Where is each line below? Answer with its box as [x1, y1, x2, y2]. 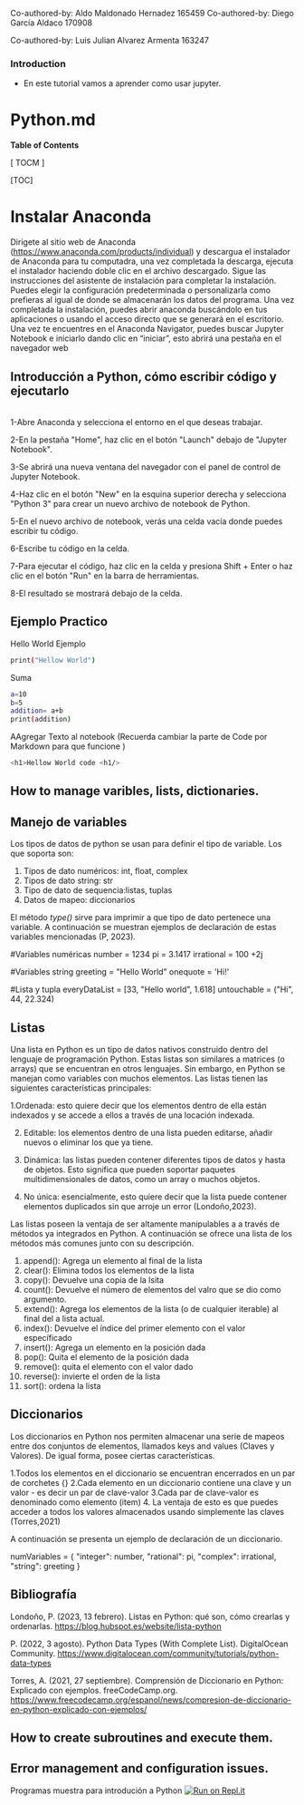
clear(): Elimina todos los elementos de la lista [23, 1265, 195, 1276]
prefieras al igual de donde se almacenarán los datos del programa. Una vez [10, 295, 295, 306]
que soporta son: [10, 848, 74, 859]
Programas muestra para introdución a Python [10, 1785, 183, 1796]
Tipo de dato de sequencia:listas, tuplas [23, 885, 173, 896]
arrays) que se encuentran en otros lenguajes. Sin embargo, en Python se [10, 1063, 286, 1074]
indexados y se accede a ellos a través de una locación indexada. [10, 1110, 255, 1121]
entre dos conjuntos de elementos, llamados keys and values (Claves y [10, 1441, 275, 1451]
